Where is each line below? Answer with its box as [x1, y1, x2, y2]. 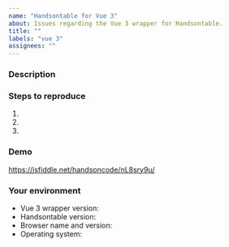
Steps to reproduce [8, 90, 86, 101]
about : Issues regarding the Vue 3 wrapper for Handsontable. [8, 19, 223, 28]
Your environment [8, 185, 81, 196]
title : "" [8, 27, 42, 35]
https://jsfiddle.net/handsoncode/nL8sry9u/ [8, 164, 156, 174]
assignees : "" [8, 42, 57, 50]
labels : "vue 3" [8, 34, 63, 43]
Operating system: [19, 228, 83, 239]
